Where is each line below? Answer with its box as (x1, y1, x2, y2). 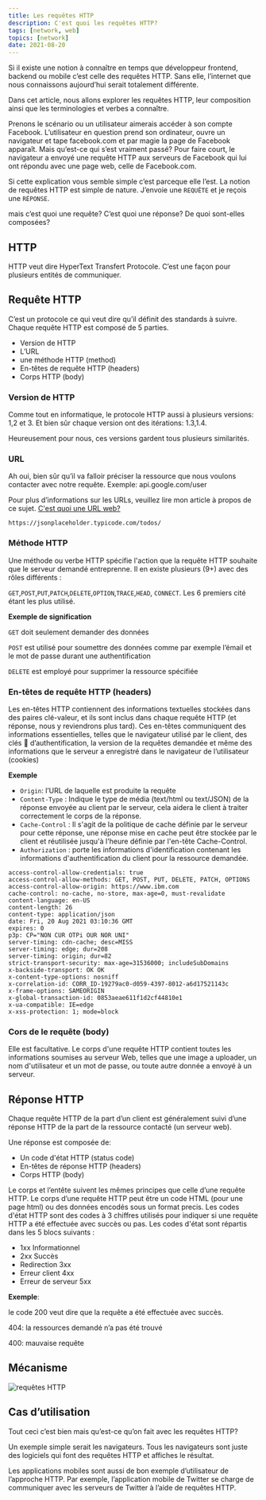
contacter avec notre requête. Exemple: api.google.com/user (8, 480, 207, 490)
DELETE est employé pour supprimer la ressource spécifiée (8, 666, 199, 676)
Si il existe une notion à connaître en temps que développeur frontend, (8, 63, 238, 72)
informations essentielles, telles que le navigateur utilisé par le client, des (8, 729, 248, 739)
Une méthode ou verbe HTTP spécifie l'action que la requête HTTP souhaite (8, 556, 258, 565)
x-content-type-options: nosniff (8, 973, 119, 981)
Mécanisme (8, 1361, 68, 1375)
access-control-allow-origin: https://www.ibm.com (8, 882, 179, 890)
